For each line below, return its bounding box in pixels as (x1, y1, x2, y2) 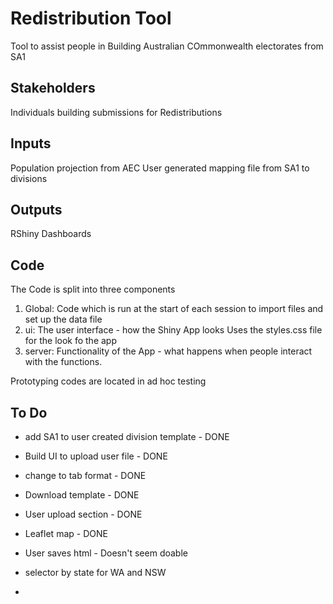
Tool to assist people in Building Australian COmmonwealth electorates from (10, 40, 324, 52)
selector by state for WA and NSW (24, 567, 167, 578)
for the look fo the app (24, 335, 117, 347)
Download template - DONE (24, 489, 140, 501)
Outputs (10, 201, 63, 218)
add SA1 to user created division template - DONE (24, 431, 230, 442)
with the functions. (24, 356, 103, 368)
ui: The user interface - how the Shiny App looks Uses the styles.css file (24, 324, 323, 336)
